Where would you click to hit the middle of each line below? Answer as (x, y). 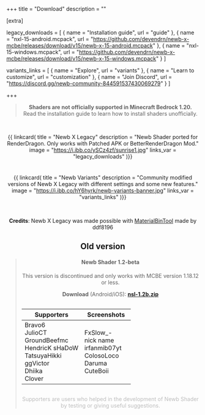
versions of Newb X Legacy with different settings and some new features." (103, 184)
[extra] (15, 21)
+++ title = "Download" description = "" (56, 9)
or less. (110, 282)
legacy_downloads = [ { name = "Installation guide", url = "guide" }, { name (100, 32)
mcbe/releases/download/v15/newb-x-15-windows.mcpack (81, 58)
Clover (34, 378)
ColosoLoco (102, 356)
